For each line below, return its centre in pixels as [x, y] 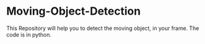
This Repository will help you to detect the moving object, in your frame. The [103, 28]
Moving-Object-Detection [73, 11]
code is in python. [29, 34]
